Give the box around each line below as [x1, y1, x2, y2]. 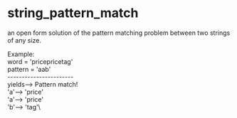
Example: [7, 50, 35, 58]
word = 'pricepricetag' [7, 57, 73, 65]
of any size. [7, 36, 41, 44]
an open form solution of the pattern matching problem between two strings [7, 28, 231, 37]
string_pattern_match [7, 5, 139, 21]
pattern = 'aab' [7, 65, 51, 73]
